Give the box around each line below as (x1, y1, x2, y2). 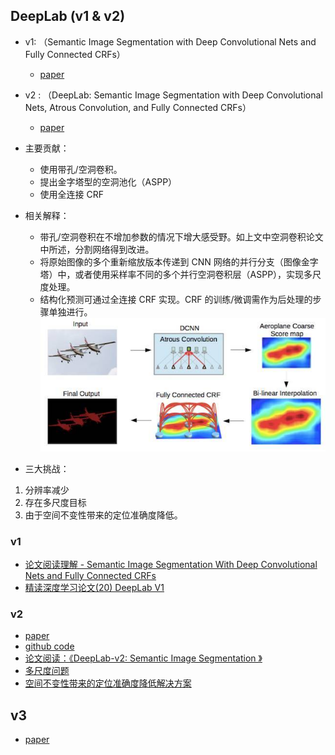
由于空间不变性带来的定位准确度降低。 (24, 509, 183, 521)
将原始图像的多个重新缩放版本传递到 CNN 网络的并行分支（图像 (39, 255, 302, 268)
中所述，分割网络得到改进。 (39, 243, 155, 255)
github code (24, 640, 75, 653)
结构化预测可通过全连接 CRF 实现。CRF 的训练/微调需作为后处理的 (39, 293, 313, 305)
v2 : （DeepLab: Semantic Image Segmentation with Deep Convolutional (24, 89, 323, 101)
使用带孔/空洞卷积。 (39, 163, 123, 175)
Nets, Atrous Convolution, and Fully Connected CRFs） (24, 101, 252, 113)
